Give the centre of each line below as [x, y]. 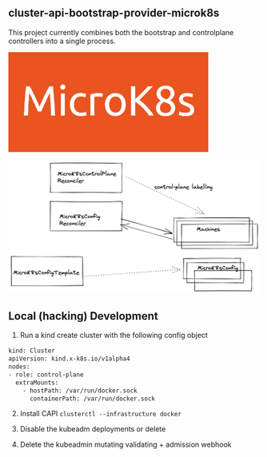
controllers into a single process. [62, 41]
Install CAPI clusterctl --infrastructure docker [101, 414]
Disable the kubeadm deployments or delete [93, 429]
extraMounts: [37, 383]
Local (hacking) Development [83, 316]
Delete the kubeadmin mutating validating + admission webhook [126, 445]
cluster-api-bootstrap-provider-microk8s [114, 13]
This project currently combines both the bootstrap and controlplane [121, 32]
